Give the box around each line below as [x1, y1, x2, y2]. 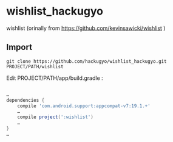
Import [6, 42, 32, 52]
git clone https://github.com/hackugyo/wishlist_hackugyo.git [6, 58, 167, 65]
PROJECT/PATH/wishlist [6, 63, 64, 69]
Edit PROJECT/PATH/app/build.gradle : [6, 74, 103, 82]
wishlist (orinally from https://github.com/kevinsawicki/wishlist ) [6, 24, 166, 32]
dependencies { [6, 97, 45, 103]
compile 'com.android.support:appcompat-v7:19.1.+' [17, 102, 151, 109]
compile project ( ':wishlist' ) [17, 114, 94, 120]
